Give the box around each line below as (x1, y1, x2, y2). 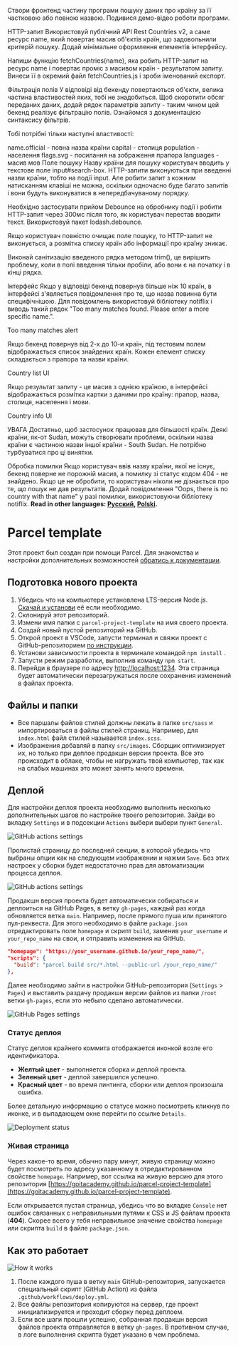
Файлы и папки (7, 699, 78, 711)
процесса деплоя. (7, 869, 63, 878)
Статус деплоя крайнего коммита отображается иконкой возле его (7, 1044, 213, 1052)
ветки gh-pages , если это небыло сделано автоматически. (7, 996, 183, 1005)
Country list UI (7, 369, 50, 377)
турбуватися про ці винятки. (7, 448, 94, 456)
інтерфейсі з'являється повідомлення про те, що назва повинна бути (7, 289, 217, 298)
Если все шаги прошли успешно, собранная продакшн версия (17, 1315, 208, 1324)
